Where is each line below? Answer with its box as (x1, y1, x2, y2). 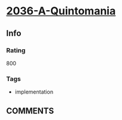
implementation (14, 88, 54, 95)
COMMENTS (6, 106, 54, 116)
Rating (6, 46, 26, 55)
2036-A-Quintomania (6, 4, 116, 18)
